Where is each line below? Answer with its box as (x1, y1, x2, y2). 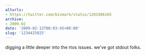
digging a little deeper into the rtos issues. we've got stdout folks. (5, 44, 141, 50)
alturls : (5, 7, 24, 12)
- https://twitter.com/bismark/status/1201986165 (5, 12, 112, 17)
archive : (5, 16, 24, 21)
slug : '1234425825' (5, 30, 46, 35)
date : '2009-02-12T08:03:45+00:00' (5, 26, 80, 31)
